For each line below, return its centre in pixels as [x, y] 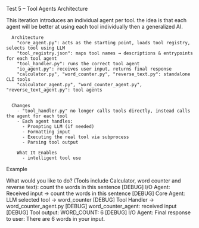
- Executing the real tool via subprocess [75, 137]
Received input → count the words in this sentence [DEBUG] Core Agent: [96, 193]
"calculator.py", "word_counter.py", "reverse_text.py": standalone [104, 74]
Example [17, 169]
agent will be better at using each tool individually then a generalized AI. [94, 27]
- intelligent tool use [52, 158]
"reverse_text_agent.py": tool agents [54, 90]
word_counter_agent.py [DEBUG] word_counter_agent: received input [91, 206]
